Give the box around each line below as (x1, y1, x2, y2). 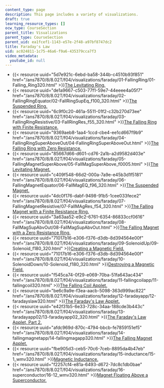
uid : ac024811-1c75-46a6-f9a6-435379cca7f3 (5, 49, 97, 54)
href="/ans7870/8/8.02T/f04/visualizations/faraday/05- (12, 156, 126, 162)
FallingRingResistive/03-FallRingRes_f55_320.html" (12, 119, 116, 125)
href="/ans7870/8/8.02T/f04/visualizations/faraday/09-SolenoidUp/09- (12, 240, 159, 246)
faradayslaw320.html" (12, 298, 58, 304)
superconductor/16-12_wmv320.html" (12, 372, 89, 378)
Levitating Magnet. (12, 167, 51, 173)
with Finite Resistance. (12, 125, 58, 130)
